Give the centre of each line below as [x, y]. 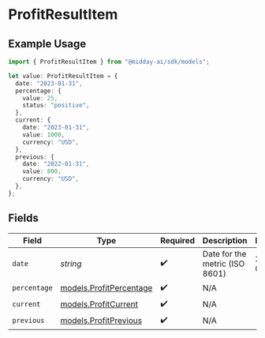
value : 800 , [42, 171]
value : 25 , [40, 98]
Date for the [224, 253]
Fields [24, 218]
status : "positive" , [56, 105]
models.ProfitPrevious [101, 321]
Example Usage [47, 44]
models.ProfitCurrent [99, 304]
